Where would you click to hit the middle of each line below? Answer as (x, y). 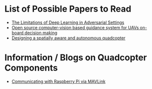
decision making (41, 33)
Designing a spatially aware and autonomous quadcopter (68, 38)
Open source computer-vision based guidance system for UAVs (75, 27)
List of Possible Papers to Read (68, 9)
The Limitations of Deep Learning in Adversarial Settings (68, 22)
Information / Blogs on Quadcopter (76, 58)
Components (31, 68)
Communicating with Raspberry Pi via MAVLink (59, 81)
